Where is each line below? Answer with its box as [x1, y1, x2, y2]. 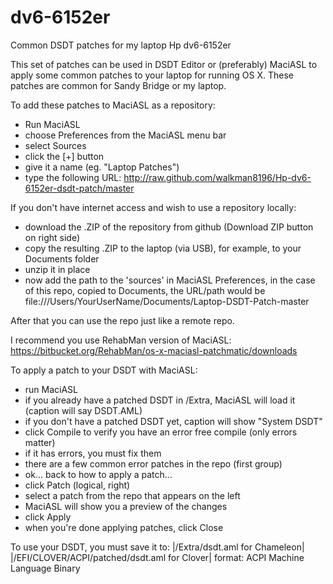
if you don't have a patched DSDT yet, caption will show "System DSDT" [24, 415, 323, 427]
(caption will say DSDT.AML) [24, 404, 143, 416]
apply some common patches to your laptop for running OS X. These [10, 69, 294, 81]
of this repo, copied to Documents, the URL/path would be [24, 284, 266, 296]
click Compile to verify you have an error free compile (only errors [24, 426, 298, 438]
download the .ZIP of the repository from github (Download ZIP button [24, 221, 314, 233]
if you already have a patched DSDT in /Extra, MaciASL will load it [24, 394, 296, 406]
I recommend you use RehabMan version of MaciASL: [10, 334, 232, 346]
